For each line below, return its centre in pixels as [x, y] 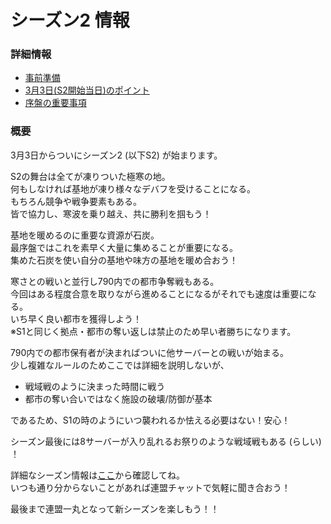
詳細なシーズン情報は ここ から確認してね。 [97, 475]
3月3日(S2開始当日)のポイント [87, 90]
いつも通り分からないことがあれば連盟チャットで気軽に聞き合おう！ [150, 487]
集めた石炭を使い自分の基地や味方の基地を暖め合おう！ [124, 260]
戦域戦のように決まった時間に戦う [95, 386]
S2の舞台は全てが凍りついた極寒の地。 [90, 176]
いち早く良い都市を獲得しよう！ [76, 318]
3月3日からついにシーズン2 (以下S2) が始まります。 [116, 155]
